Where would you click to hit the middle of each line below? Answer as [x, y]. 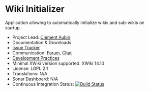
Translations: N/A [30, 73]
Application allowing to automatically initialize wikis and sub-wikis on [75, 23]
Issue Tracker [26, 47]
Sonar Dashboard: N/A [35, 79]
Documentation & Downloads [42, 42]
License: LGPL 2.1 [30, 68]
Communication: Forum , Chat [42, 53]
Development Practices [36, 58]
